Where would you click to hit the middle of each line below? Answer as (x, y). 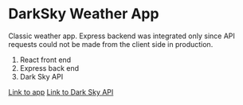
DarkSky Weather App (84, 14)
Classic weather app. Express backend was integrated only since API (121, 36)
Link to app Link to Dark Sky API (61, 91)
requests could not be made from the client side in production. (111, 44)
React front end (45, 60)
